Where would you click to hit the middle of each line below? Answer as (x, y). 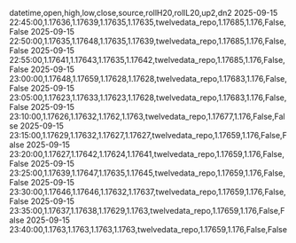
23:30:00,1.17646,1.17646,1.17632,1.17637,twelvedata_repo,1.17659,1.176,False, (148, 192)
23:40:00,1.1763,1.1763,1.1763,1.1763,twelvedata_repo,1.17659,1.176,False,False (148, 229)
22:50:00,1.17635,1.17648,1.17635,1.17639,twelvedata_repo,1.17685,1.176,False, (148, 41)
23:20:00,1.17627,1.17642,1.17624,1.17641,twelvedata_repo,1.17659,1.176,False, (147, 154)
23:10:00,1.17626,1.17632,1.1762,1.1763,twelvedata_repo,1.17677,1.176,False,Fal (147, 116)
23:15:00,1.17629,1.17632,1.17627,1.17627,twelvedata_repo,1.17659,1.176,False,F (148, 135)
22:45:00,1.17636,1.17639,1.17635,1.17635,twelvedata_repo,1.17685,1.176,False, (148, 22)
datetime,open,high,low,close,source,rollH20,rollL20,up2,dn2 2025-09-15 (144, 13)
